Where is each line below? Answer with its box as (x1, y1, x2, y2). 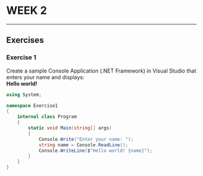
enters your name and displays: (6, 73, 85, 80)
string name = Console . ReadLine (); (38, 142, 129, 148)
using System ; (6, 91, 42, 97)
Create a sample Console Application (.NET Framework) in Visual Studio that (6, 67, 196, 74)
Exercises (6, 35, 44, 45)
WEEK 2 (6, 4, 47, 18)
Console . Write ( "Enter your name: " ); (38, 136, 134, 142)
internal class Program (17, 114, 77, 120)
